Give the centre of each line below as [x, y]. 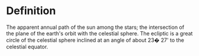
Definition [31, 11]
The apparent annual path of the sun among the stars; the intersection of [95, 27]
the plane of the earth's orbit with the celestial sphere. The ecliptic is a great [99, 33]
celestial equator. [27, 47]
